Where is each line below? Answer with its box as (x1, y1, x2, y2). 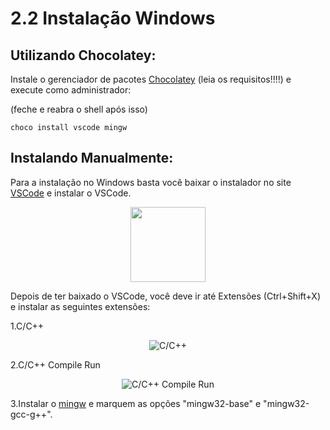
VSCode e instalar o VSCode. (10, 187, 132, 199)
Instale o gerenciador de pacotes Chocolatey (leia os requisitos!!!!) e (10, 73, 292, 85)
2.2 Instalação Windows (10, 7, 216, 30)
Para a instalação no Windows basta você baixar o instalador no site (10, 176, 292, 188)
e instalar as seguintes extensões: (10, 300, 151, 312)
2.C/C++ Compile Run (10, 358, 101, 371)
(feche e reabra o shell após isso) (10, 103, 148, 115)
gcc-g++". (10, 408, 53, 420)
